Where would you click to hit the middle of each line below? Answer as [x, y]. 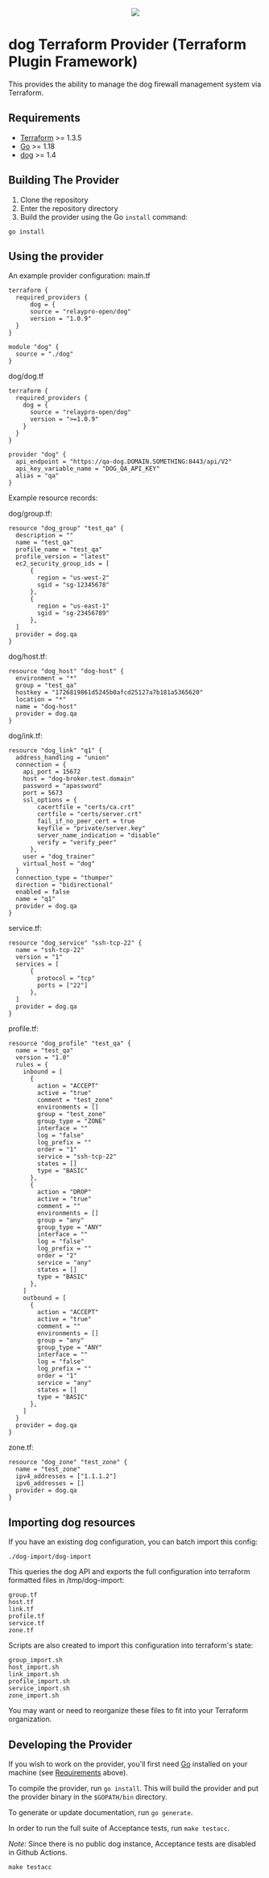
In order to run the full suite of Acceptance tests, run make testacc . [119, 1828]
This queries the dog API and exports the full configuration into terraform [129, 1572]
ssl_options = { [50, 800]
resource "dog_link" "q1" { [56, 751]
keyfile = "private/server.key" [92, 828]
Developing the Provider [70, 1744]
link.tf [21, 1609]
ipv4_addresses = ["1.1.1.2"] [66, 1476]
